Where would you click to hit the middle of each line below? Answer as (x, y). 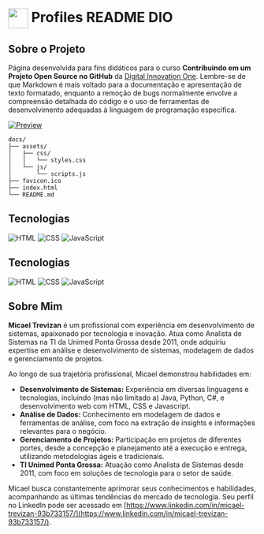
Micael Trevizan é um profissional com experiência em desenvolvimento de (131, 325)
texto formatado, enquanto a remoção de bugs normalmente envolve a (123, 93)
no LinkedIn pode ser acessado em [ (67, 506)
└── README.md (32, 195)
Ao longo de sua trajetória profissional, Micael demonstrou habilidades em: (130, 374)
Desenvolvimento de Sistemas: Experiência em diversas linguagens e (134, 390)
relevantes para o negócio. (63, 431)
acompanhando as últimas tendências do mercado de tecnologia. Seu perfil (131, 497)
